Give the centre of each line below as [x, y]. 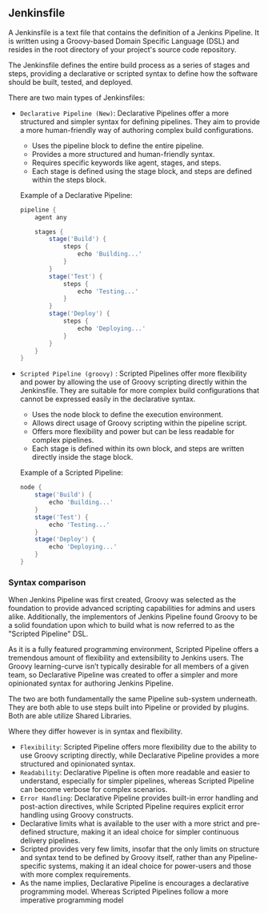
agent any [51, 217]
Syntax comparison [47, 582]
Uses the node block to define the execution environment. [128, 415]
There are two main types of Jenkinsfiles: [77, 97]
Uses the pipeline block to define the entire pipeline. [118, 145]
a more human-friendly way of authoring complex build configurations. [136, 130]
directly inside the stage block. [82, 457]
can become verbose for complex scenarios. [94, 790]
